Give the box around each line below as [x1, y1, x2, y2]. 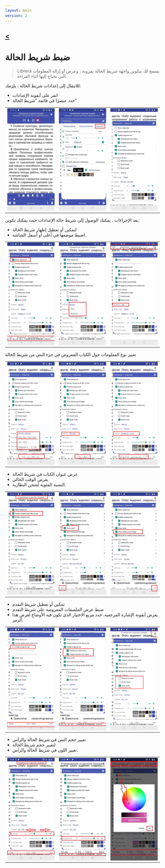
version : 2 [5, 13, 27, 18]
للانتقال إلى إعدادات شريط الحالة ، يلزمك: [5, 83, 81, 89]
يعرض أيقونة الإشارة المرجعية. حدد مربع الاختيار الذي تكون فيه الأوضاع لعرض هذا [12, 612, 158, 618]
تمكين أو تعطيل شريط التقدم [12, 601, 65, 607]
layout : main [5, 8, 32, 13]
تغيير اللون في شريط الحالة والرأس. [12, 747, 78, 753]
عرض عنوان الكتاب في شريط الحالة [12, 471, 78, 477]
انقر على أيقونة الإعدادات [12, 92, 58, 98]
